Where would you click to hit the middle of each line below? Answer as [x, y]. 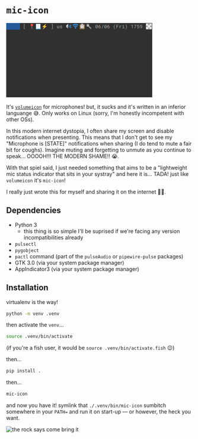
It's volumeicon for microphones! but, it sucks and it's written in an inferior [96, 106]
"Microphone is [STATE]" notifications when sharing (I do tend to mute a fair [99, 143]
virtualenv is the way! [32, 302]
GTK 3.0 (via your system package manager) [69, 263]
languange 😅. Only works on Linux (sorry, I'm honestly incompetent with [95, 113]
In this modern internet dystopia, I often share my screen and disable [90, 131]
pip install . [24, 371]
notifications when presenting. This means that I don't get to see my [90, 137]
